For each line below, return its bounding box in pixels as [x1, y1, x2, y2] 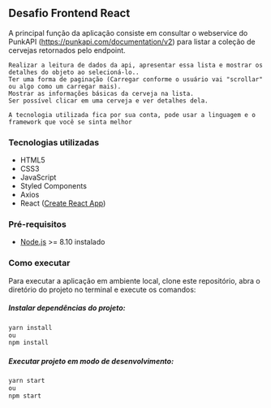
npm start [8, 392, 42, 401]
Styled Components [19, 181, 88, 191]
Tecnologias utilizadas [8, 137, 100, 148]
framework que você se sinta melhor [8, 118, 132, 126]
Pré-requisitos [8, 219, 67, 230]
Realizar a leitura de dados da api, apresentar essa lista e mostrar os [8, 61, 264, 69]
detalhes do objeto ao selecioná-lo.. [8, 68, 140, 76]
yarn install [8, 323, 53, 332]
